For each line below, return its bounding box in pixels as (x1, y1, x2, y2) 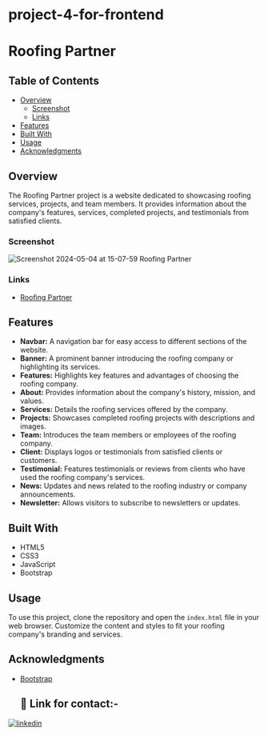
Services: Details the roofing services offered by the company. (19, 405, 228, 414)
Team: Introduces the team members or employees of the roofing (19, 430, 237, 440)
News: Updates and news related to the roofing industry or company (19, 481, 247, 491)
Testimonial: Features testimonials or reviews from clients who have (19, 464, 246, 473)
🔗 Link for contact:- (19, 697, 118, 711)
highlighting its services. (19, 362, 101, 372)
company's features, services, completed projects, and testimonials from (8, 208, 250, 217)
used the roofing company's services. (19, 473, 146, 482)
